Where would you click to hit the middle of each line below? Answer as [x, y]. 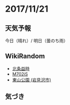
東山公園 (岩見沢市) [32, 80]
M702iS [20, 74]
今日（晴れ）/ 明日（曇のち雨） [36, 41]
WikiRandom [25, 56]
